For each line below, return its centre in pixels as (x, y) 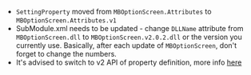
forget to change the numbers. (66, 54)
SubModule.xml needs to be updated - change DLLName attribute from (129, 28)
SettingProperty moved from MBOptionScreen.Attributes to (114, 12)
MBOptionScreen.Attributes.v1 (66, 21)
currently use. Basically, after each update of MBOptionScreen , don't (126, 45)
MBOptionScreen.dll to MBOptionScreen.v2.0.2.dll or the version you (129, 37)
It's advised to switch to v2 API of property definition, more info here (129, 62)
